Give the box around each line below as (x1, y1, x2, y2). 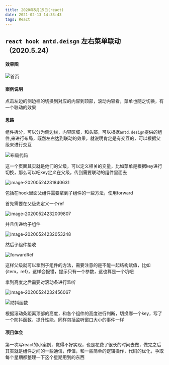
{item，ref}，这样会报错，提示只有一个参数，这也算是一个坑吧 (5, 269, 134, 275)
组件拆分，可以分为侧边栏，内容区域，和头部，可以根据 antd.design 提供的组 (5, 129, 162, 135)
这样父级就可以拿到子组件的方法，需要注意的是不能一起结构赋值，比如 (5, 262, 151, 268)
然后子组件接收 (5, 242, 36, 248)
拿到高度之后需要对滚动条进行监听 (5, 279, 76, 285)
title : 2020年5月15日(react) (5, 7, 64, 13)
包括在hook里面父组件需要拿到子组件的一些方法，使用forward (5, 190, 133, 196)
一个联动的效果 (5, 105, 36, 111)
